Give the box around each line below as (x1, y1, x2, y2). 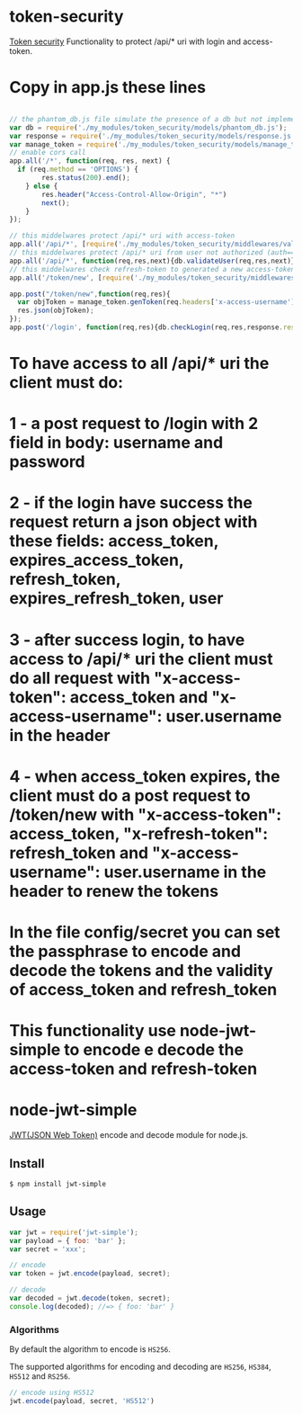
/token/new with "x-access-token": (9, 804, 282, 825)
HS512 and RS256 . (9, 1371, 71, 1382)
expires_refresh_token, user (9, 588, 224, 609)
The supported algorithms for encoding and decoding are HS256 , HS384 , (9, 1361, 271, 1373)
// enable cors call (9, 148, 87, 157)
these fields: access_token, (9, 531, 218, 551)
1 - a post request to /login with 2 (9, 414, 259, 434)
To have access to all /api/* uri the (9, 353, 270, 374)
